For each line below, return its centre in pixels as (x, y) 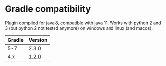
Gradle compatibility (48, 9)
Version (38, 40)
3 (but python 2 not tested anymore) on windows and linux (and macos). (79, 28)
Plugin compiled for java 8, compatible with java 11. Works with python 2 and (83, 23)
